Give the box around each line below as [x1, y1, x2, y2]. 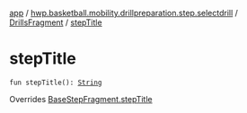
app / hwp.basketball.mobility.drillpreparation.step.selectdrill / [9, 8, 238, 18]
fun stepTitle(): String [9, 78, 102, 87]
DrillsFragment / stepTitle [9, 17, 102, 28]
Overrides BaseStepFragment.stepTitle [9, 93, 153, 104]
